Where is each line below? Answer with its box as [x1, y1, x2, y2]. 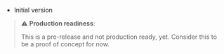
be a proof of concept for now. [20, 40, 110, 48]
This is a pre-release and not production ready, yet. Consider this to [20, 33, 218, 41]
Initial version [13, 6, 53, 14]
